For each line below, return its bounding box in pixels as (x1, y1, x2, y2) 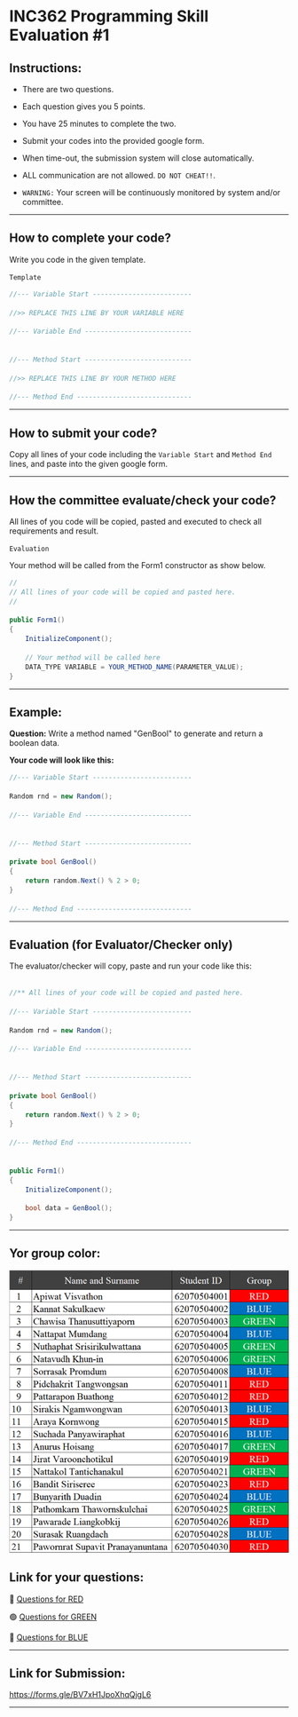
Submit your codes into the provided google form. (21, 136, 205, 146)
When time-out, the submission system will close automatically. (21, 153, 255, 163)
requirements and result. (9, 526, 99, 536)
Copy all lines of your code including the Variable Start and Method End (9, 449, 272, 460)
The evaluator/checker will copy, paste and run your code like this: (9, 961, 253, 971)
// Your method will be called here (25, 653, 161, 662)
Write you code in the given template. (9, 254, 146, 265)
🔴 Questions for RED (9, 1594, 84, 1604)
